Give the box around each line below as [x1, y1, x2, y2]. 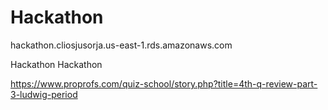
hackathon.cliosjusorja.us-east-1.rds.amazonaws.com [10, 39, 233, 51]
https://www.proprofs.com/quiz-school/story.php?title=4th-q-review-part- [10, 77, 318, 90]
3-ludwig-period [10, 88, 78, 100]
